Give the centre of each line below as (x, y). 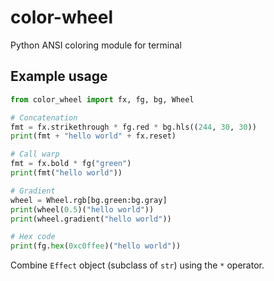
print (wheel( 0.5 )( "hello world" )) (82, 209)
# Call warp (35, 154)
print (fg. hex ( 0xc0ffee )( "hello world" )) (96, 246)
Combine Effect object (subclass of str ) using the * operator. (137, 265)
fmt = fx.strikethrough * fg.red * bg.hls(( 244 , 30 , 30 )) (133, 127)
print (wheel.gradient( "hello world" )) (91, 219)
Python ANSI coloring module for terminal (96, 45)
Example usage (59, 76)
